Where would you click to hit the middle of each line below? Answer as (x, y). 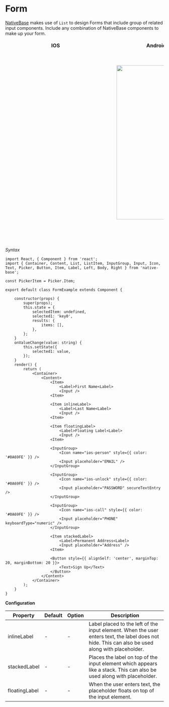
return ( (32, 369)
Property (23, 615)
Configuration (20, 603)
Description (125, 615)
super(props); (38, 303)
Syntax (13, 250)
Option (75, 615)
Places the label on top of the (123, 657)
